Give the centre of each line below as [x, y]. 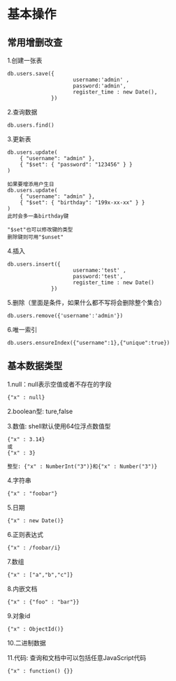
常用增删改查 [35, 42]
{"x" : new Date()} [36, 521]
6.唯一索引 [22, 330]
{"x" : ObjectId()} [36, 629]
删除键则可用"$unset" [36, 237]
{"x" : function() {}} [40, 671]
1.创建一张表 [25, 60]
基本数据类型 [35, 366]
